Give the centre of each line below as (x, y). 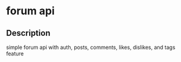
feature (15, 54)
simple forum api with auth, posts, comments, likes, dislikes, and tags (91, 47)
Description (28, 33)
